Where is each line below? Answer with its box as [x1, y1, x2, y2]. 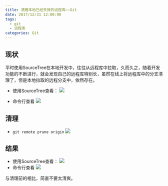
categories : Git [5, 30, 39, 35]
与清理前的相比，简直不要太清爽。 [5, 175, 75, 181]
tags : [5, 16, 16, 21]
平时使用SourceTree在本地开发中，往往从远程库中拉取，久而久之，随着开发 [5, 64, 160, 70]
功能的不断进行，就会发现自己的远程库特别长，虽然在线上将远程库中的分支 [5, 70, 158, 76]
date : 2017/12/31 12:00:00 [5, 12, 61, 17]
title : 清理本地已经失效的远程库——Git [5, 7, 77, 12]
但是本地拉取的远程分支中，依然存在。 [18, 77, 97, 83]
